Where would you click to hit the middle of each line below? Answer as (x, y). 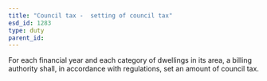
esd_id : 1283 (30, 23)
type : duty (26, 30)
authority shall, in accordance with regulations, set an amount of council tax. (133, 69)
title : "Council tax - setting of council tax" (90, 15)
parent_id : (26, 38)
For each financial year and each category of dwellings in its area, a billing (130, 60)
